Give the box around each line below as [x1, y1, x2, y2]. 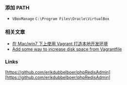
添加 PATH [5, 4, 30, 11]
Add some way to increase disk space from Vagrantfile [12, 46, 122, 52]
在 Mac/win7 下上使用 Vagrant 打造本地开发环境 [12, 40, 108, 47]
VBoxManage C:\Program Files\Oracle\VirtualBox [12, 17, 109, 21]
